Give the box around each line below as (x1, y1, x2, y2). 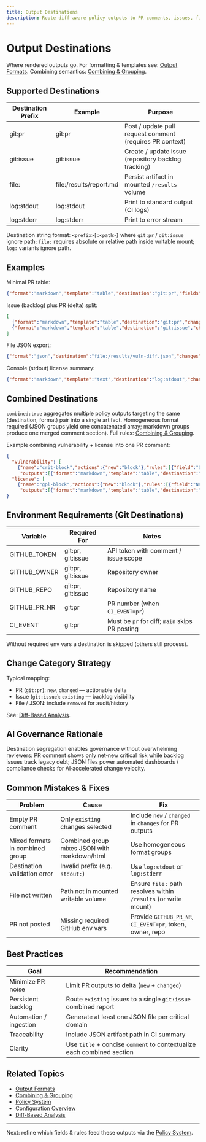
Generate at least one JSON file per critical (66, 1012, 189, 1021)
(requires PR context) (124, 138, 186, 146)
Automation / (9, 1012, 47, 1021)
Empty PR (9, 815, 38, 823)
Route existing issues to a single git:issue (66, 995, 191, 1004)
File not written (9, 891, 53, 899)
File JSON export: (6, 341, 51, 349)
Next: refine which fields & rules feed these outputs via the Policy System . (6, 1128, 193, 1136)
